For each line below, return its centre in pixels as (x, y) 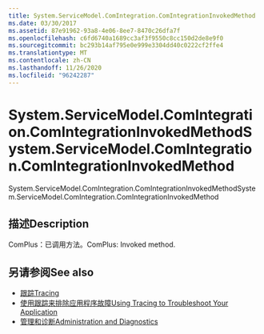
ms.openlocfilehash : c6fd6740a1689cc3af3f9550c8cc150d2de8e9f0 (116, 38)
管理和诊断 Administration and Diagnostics (89, 322)
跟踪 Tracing (40, 293)
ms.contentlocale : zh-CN (50, 61)
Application (39, 312)
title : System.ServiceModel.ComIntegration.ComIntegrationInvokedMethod (132, 16)
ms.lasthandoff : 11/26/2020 (55, 68)
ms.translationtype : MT (48, 53)
